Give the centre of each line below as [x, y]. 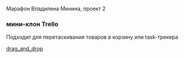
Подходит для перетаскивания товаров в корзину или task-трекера [92, 37]
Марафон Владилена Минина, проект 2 [56, 9]
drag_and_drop [25, 49]
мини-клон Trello [32, 24]
